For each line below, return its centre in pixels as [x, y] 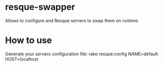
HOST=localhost [22, 59]
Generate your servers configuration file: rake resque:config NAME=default [82, 54]
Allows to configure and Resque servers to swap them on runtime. [72, 21]
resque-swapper [40, 7]
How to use [29, 40]
